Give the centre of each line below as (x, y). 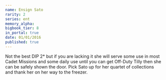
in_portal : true (22, 33)
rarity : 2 (15, 14)
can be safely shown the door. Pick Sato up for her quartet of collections (80, 67)
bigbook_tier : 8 (22, 28)
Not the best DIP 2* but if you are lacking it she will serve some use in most (83, 56)
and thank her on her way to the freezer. (47, 72)
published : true (22, 42)
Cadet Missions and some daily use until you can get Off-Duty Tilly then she (83, 61)
